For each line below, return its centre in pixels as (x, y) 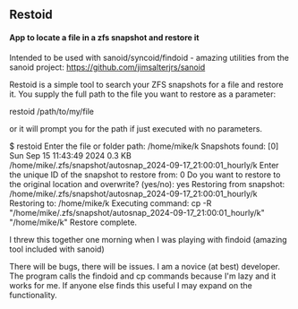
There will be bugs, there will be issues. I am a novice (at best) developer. (145, 266)
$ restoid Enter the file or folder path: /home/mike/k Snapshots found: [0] (144, 146)
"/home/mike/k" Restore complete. (73, 222)
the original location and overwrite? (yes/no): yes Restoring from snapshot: (147, 184)
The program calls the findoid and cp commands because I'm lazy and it (143, 276)
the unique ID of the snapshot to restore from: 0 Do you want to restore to (145, 175)
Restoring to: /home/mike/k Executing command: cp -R (111, 203)
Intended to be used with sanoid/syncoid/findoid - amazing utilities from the (149, 57)
